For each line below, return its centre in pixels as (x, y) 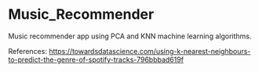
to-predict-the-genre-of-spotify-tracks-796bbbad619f (96, 59)
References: (27, 51)
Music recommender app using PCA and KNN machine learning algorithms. (130, 36)
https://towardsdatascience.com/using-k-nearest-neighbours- (150, 51)
